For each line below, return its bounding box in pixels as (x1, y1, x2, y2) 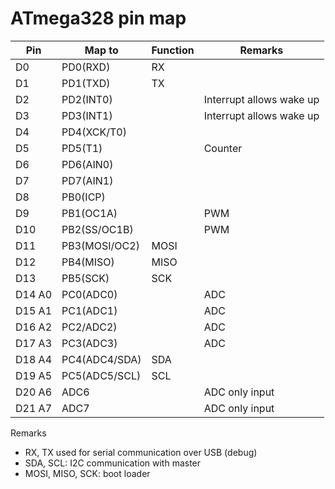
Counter (203, 141, 243, 155)
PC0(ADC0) (61, 287, 118, 301)
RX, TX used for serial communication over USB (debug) (24, 446, 258, 458)
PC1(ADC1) (61, 303, 118, 317)
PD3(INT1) (61, 108, 113, 122)
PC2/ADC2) (61, 320, 118, 334)
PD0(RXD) (61, 60, 111, 74)
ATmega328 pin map (10, 7, 187, 30)
